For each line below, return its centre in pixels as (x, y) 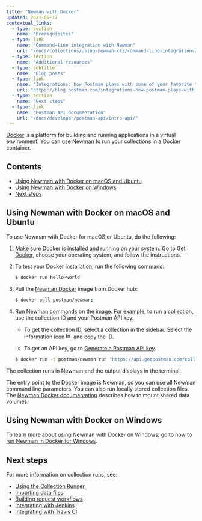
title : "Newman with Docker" (43, 12)
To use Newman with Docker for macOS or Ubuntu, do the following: (91, 236)
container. (19, 148)
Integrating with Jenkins (45, 505)
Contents (24, 167)
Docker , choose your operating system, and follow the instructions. (98, 254)
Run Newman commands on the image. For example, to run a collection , (104, 311)
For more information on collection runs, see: (62, 475)
